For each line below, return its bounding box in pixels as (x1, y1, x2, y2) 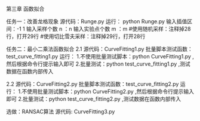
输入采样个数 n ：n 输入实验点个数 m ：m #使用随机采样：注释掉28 (26, 26, 191, 32)
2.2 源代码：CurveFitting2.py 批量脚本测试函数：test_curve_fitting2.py (6, 80, 179, 88)
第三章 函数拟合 (6, 5, 45, 12)
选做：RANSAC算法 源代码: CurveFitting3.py (6, 108, 115, 115)
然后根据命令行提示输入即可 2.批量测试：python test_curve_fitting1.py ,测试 (6, 60, 191, 67)
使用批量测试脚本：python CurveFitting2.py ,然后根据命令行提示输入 (26, 88, 195, 95)
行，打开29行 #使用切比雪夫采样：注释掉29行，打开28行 (6, 33, 146, 40)
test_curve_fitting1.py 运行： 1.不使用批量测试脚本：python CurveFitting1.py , (6, 53, 194, 60)
